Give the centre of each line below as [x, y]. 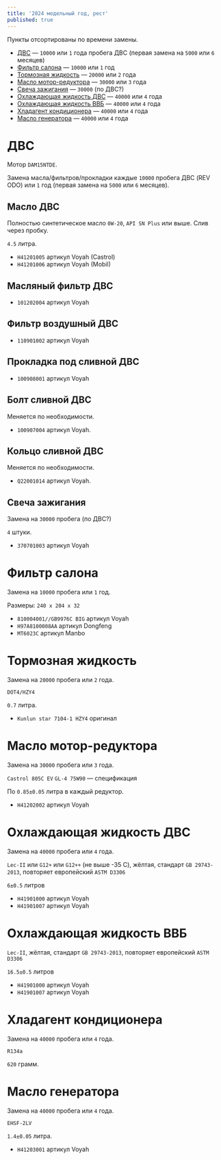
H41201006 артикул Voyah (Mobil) [64, 264]
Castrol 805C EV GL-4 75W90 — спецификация [72, 778]
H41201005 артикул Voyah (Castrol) [66, 257]
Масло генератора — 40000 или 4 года [73, 118]
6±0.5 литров [26, 885]
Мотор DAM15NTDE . [32, 164]
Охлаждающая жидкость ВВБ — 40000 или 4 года [89, 103]
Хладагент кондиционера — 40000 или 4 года [82, 111]
